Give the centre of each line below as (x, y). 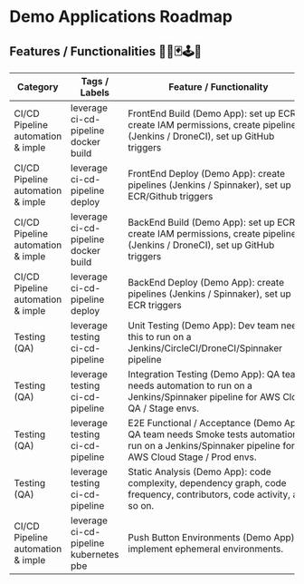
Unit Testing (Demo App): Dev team (203, 326)
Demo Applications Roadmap (121, 17)
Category (38, 87)
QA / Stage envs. (163, 408)
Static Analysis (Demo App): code (199, 472)
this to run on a (160, 337)
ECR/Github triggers (171, 196)
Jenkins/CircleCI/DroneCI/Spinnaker (205, 348)
